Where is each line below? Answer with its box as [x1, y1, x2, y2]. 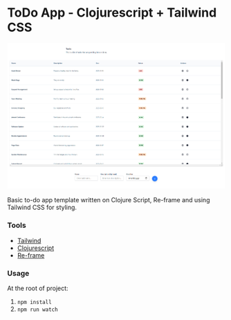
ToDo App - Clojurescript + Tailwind [7, 5, 217, 21]
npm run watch [17, 306, 58, 313]
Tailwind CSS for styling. [7, 203, 77, 212]
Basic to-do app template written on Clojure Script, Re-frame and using [7, 196, 210, 204]
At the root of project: [7, 284, 68, 292]
